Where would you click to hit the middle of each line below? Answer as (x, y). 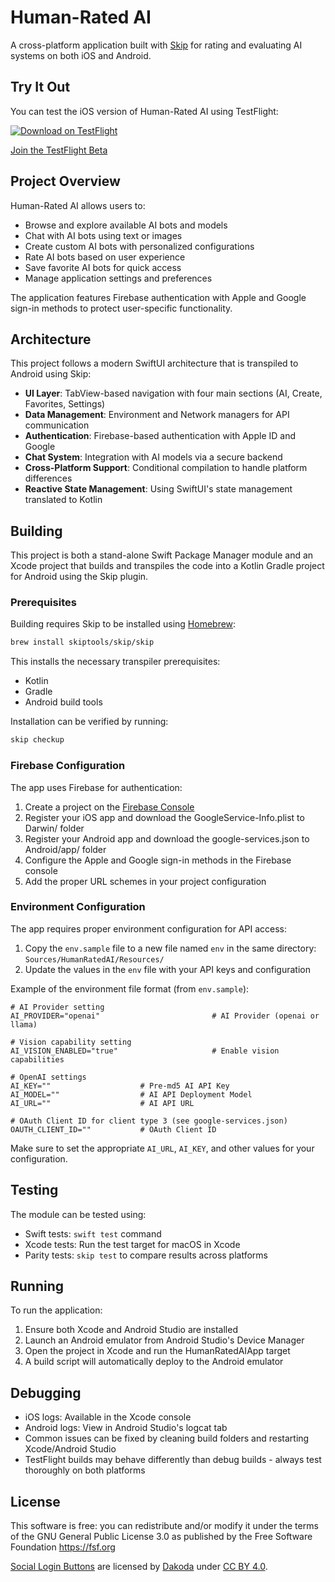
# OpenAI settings (48, 1077)
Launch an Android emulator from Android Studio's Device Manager (164, 1340)
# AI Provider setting (57, 1007)
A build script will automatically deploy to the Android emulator (154, 1362)
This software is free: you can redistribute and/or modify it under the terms (164, 1526)
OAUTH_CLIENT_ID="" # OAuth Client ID (113, 1129)
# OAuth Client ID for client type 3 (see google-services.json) (149, 1121)
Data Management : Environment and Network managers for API (157, 415)
